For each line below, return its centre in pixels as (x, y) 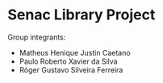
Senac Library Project (81, 15)
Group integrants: (37, 37)
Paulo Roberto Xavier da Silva (68, 61)
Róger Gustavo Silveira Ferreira (71, 69)
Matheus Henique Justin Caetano (75, 52)
